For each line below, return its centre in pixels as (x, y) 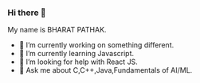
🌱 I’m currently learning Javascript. (76, 54)
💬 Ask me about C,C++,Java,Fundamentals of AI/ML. (106, 70)
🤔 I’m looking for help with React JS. (78, 62)
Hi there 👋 (27, 13)
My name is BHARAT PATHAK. (57, 30)
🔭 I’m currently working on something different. (96, 45)
